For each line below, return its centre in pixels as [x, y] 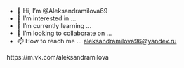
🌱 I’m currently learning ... [54, 26]
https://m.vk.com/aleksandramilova [58, 57]
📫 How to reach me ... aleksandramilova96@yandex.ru [97, 41]
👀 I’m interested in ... [46, 18]
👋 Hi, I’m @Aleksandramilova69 [62, 11]
